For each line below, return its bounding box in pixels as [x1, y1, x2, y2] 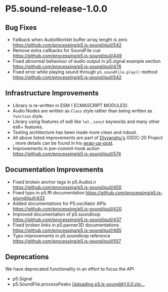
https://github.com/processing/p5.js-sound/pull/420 [12, 205, 122, 212]
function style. [12, 113, 44, 119]
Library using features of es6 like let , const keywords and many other [12, 118, 160, 124]
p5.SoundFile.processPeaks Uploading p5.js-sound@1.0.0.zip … [12, 281, 145, 287]
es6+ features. [12, 123, 44, 130]
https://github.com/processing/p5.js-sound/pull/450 [12, 184, 122, 190]
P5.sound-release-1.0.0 [5, 3, 108, 15]
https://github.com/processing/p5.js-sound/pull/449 [12, 53, 122, 59]
